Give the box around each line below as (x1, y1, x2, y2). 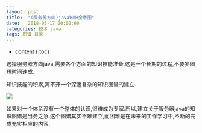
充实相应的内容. (11, 120, 51, 128)
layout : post (6, 8, 39, 15)
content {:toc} (14, 48, 50, 55)
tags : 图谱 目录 (6, 31, 43, 37)
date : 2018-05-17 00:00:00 (6, 20, 80, 26)
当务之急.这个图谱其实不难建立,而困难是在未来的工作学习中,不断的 (27, 112, 191, 120)
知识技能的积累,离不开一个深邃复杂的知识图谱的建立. (6, 81, 137, 88)
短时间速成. (6, 68, 35, 76)
